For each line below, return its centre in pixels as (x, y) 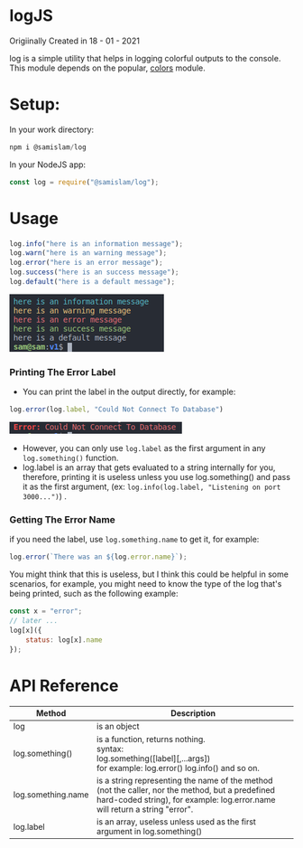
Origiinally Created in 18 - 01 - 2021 (74, 41)
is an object (118, 726)
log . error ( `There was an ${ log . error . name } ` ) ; (98, 557)
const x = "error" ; (46, 611)
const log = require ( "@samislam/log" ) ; (84, 182)
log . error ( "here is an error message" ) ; (87, 263)
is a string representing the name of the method (184, 780)
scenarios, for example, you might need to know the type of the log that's (146, 584)
